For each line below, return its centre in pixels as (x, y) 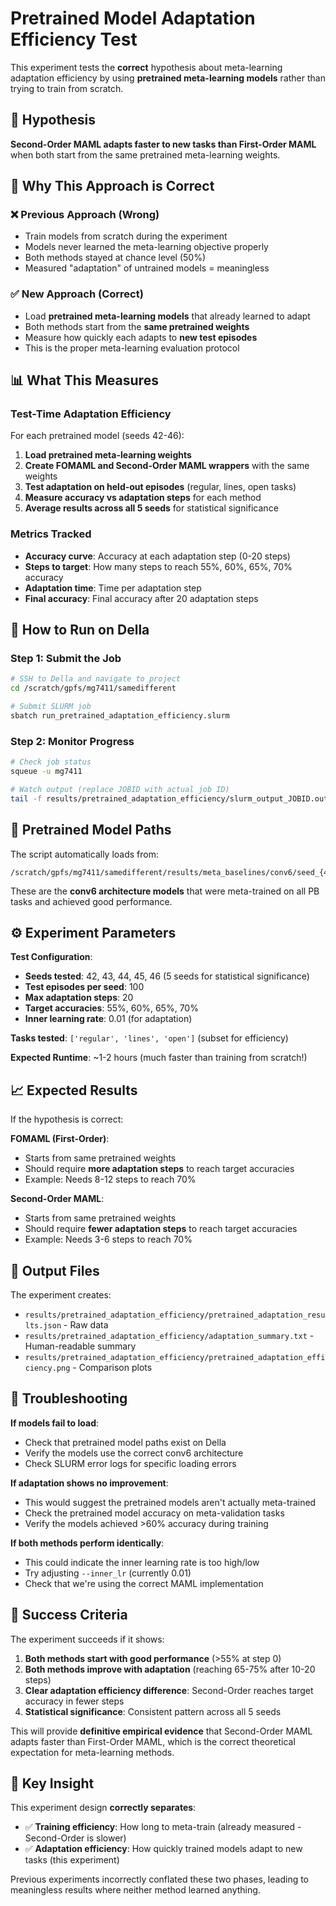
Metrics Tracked (51, 534)
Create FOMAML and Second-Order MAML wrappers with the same (167, 466)
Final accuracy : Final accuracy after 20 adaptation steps (141, 598)
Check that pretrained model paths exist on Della (125, 1442)
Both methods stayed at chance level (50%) (115, 258)
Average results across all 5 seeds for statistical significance (151, 508)
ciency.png (47, 1368)
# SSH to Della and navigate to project (96, 679)
